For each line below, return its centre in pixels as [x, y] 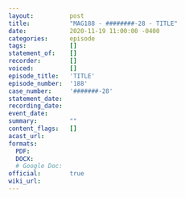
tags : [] [43, 46]
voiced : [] [43, 69]
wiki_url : [25, 181]
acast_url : [27, 136]
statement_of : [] [43, 53]
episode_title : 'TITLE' [51, 76]
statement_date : [35, 99]
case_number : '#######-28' [61, 91]
